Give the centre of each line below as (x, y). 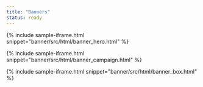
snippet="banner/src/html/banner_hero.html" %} (68, 41)
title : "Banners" (28, 12)
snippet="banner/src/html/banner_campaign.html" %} (74, 60)
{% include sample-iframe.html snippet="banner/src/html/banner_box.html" (101, 71)
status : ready (24, 18)
